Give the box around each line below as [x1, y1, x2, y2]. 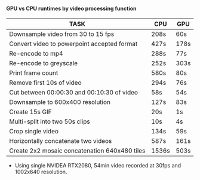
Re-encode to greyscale [9, 59, 78, 68]
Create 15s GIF [9, 108, 52, 116]
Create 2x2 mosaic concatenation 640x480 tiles [9, 147, 146, 155]
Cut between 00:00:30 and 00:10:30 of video [9, 89, 139, 97]
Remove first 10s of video [9, 78, 82, 87]
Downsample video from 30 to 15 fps [9, 30, 115, 38]
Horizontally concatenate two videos [9, 137, 112, 145]
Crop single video [9, 127, 59, 136]
